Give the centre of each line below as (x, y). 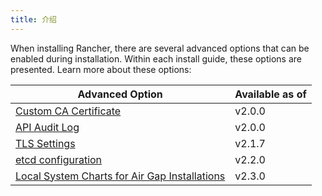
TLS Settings (45, 143)
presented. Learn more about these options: (101, 69)
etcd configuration (59, 159)
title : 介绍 (33, 19)
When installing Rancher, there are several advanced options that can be (160, 48)
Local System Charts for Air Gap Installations (120, 176)
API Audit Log (47, 127)
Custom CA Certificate (68, 111)
